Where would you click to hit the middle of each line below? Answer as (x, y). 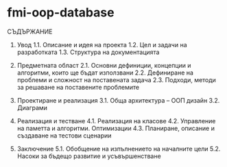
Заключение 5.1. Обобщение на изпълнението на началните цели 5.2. (119, 149)
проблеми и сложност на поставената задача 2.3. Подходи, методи (116, 79)
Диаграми (32, 107)
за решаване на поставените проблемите (78, 87)
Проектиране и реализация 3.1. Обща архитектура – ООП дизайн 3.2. (118, 100)
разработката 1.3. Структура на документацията (88, 52)
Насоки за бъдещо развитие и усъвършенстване (89, 156)
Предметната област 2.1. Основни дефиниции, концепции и (104, 65)
